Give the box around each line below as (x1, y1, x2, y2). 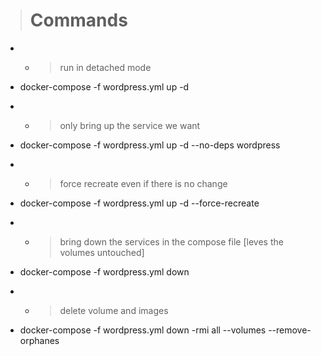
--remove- (268, 324, 312, 336)
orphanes (19, 334, 60, 346)
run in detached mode (59, 61, 152, 73)
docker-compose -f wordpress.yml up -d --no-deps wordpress (19, 139, 281, 151)
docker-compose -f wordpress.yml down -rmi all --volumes (19, 324, 267, 336)
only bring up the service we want (59, 119, 201, 131)
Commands (29, 9, 128, 32)
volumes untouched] (59, 246, 145, 258)
